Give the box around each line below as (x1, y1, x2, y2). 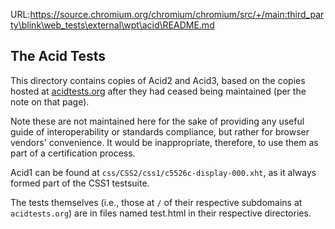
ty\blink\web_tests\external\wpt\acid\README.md (10, 19, 215, 31)
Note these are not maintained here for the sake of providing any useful (10, 115, 305, 127)
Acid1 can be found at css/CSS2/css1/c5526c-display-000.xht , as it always (10, 166, 317, 178)
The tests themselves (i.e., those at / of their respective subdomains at (10, 196, 303, 208)
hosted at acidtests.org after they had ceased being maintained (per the (10, 85, 307, 97)
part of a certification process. (10, 147, 136, 159)
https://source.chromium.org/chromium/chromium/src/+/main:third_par (29, 9, 325, 20)
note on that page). (10, 95, 90, 108)
